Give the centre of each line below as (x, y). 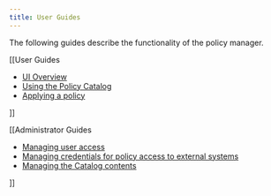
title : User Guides (45, 17)
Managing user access (64, 147)
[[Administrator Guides (51, 130)
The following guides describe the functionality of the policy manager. (136, 42)
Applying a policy (53, 95)
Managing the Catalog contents (79, 165)
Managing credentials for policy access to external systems (130, 156)
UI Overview (45, 77)
